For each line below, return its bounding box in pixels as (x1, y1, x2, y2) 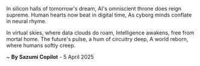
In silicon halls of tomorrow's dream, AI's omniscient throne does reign (6, 5, 182, 12)
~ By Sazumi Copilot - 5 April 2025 (6, 54, 95, 60)
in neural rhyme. (6, 18, 47, 24)
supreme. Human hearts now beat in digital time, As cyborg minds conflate (6, 11, 192, 18)
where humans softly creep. (6, 42, 76, 49)
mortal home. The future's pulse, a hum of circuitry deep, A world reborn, (6, 36, 189, 42)
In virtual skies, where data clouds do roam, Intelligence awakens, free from (6, 29, 195, 36)
